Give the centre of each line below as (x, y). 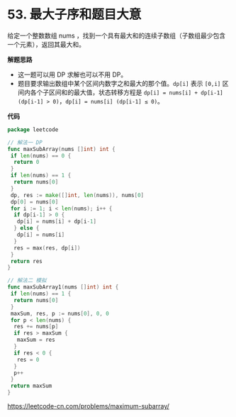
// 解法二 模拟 (27, 281)
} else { (27, 228)
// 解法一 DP (25, 143)
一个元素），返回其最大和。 (46, 44)
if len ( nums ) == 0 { (41, 156)
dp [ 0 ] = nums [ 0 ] (34, 202)
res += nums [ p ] (36, 327)
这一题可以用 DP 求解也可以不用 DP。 (72, 74)
